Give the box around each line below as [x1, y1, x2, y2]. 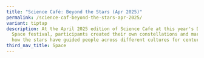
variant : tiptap [6, 20, 47, 26]
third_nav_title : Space [6, 43, 67, 49]
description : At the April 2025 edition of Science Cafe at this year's [6, 25, 194, 32]
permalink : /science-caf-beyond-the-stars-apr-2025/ [6, 14, 143, 21]
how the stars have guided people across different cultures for [12, 37, 181, 43]
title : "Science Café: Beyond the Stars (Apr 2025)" [6, 8, 143, 15]
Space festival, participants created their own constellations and [12, 31, 189, 37]
